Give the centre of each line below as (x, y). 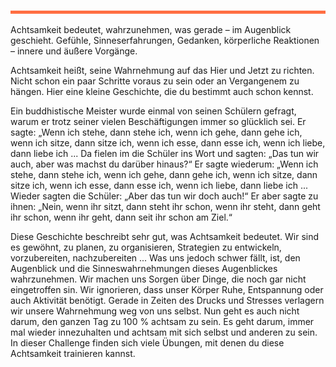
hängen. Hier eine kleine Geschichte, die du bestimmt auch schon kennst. (162, 91)
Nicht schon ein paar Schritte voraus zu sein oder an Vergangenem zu (155, 81)
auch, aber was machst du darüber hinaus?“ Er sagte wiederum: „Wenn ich (164, 164)
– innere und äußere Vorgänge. (74, 51)
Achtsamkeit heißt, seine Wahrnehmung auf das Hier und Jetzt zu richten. (162, 70)
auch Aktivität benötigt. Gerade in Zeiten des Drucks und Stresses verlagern (167, 300)
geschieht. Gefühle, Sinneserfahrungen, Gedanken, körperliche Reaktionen (165, 40)
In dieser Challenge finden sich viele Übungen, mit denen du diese (147, 343)
